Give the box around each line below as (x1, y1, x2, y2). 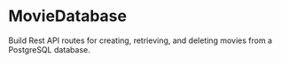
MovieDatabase (8, 6, 128, 26)
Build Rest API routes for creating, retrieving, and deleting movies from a (8, 35, 272, 46)
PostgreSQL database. (8, 44, 90, 54)
